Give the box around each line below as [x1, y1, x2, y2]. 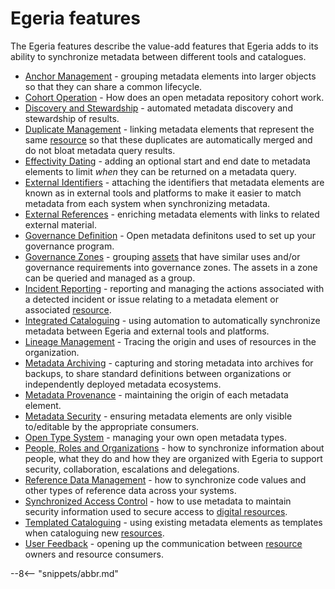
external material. [24, 218, 97, 231]
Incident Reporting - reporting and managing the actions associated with [24, 282, 325, 294]
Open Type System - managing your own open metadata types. [24, 431, 287, 443]
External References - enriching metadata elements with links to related [24, 208, 320, 220]
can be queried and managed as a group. [24, 272, 196, 284]
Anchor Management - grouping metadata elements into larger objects [24, 70, 317, 82]
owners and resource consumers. [24, 548, 164, 560]
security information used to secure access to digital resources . [24, 505, 288, 517]
